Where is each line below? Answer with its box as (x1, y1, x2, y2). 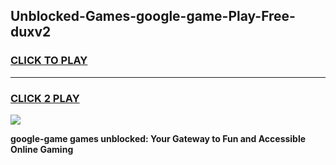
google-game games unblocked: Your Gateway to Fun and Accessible (10, 132, 307, 144)
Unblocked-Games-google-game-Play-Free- (10, 8, 296, 25)
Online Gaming (10, 143, 74, 155)
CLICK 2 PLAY (10, 91, 80, 105)
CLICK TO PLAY (10, 54, 88, 68)
